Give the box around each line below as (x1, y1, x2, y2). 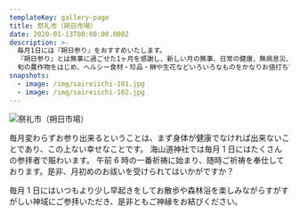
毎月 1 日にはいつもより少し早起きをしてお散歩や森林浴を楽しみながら (9, 185, 266, 195)
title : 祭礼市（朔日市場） (9, 21, 98, 30)
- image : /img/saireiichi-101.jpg (17, 79, 145, 88)
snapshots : (9, 71, 50, 80)
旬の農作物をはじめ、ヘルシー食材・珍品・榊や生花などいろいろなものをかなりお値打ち (17, 63, 289, 72)
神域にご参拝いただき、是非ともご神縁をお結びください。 (32, 195, 243, 206)
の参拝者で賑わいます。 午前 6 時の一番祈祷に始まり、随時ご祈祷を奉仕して (9, 154, 285, 165)
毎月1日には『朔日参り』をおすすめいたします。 (17, 46, 166, 55)
